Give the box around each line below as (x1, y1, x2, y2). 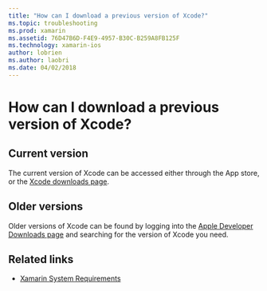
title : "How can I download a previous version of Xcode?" (8, 11, 209, 20)
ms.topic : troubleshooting (8, 19, 98, 27)
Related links (8, 253, 74, 266)
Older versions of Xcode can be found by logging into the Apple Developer (8, 221, 253, 230)
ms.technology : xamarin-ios (8, 42, 102, 50)
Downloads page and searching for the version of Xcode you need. (8, 229, 229, 239)
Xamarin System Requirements (19, 273, 121, 284)
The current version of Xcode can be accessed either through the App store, (8, 168, 260, 177)
